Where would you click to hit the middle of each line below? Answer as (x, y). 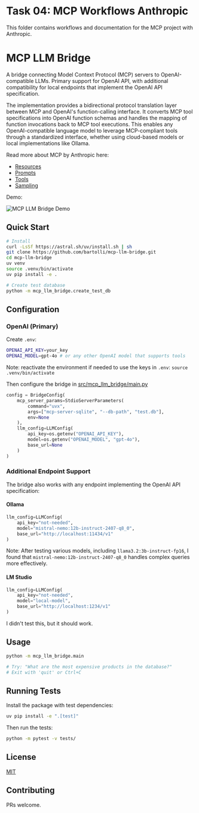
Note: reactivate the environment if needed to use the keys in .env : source (97, 367)
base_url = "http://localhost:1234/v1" (64, 607)
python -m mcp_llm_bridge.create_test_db (59, 291)
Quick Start (28, 227)
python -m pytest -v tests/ (41, 739)
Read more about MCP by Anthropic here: (58, 155)
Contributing (30, 791)
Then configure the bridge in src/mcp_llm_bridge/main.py (77, 384)
